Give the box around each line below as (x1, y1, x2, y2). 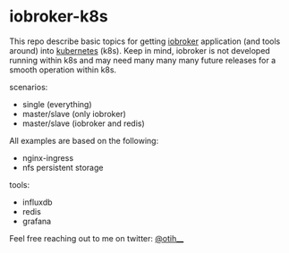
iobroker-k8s (9, 6, 109, 27)
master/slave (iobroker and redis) (21, 118, 145, 129)
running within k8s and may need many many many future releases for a (9, 55, 276, 65)
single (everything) (21, 98, 92, 109)
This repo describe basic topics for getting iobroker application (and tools (9, 36, 281, 46)
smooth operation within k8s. (9, 64, 117, 75)
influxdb (21, 197, 53, 207)
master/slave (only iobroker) (21, 108, 127, 119)
